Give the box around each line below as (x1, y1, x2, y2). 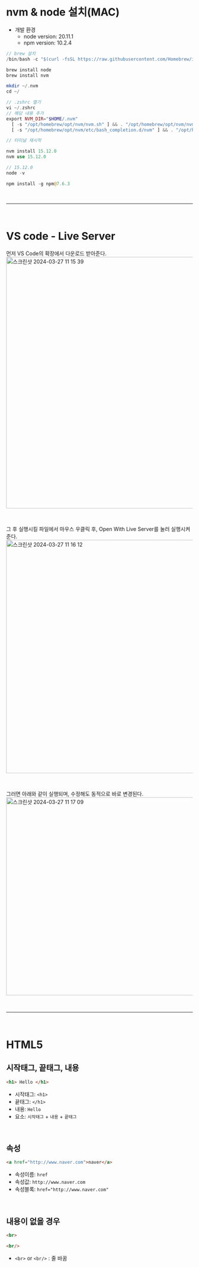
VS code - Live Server (6, 229, 115, 243)
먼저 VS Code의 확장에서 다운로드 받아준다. (6, 250, 107, 257)
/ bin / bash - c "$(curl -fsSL (6, 56, 76, 62)
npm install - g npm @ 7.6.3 (6, 180, 70, 187)
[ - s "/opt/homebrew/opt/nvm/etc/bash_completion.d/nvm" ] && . (11, 127, 174, 133)
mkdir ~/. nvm (6, 83, 38, 89)
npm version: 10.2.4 (23, 39, 72, 46)
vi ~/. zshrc (6, 105, 36, 111)
